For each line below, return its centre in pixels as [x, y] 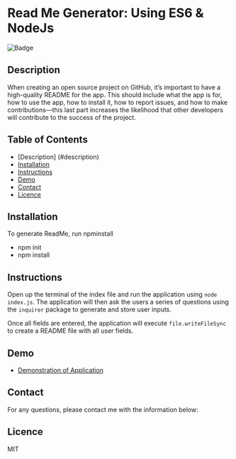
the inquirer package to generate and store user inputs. [90, 309]
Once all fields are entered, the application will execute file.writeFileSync [117, 323]
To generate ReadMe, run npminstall [60, 234]
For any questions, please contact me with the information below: [103, 409]
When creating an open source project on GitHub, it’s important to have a [114, 87]
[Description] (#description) [58, 157]
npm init [29, 248]
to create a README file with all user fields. [70, 331]
